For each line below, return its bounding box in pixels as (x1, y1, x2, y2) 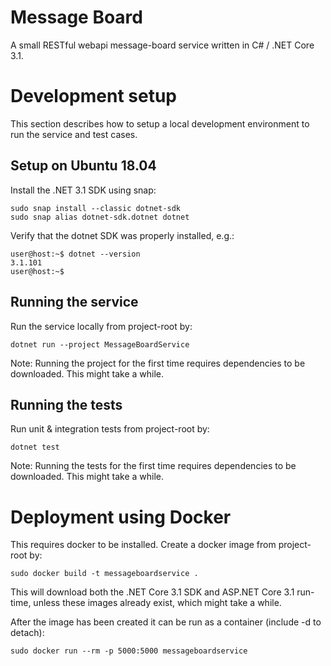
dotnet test (10, 442, 60, 453)
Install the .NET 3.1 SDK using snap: (10, 184, 157, 196)
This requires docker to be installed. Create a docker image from (10, 539, 277, 551)
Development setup (10, 85, 178, 108)
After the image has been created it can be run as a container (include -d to (10, 616, 322, 628)
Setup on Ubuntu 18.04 (10, 157, 157, 175)
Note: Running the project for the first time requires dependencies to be (10, 357, 306, 369)
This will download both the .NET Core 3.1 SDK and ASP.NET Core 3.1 (10, 586, 295, 598)
